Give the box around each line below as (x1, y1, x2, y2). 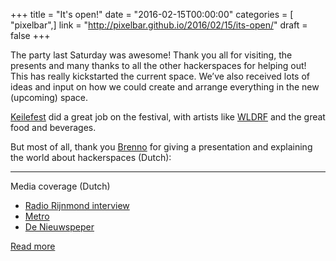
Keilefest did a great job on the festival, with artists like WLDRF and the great (10, 111, 326, 123)
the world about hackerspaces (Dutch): (10, 152, 172, 163)
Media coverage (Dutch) (10, 180, 111, 192)
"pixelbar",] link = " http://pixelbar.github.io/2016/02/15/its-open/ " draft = (10, 19, 308, 31)
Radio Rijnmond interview (24, 200, 130, 211)
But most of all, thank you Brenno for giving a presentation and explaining (10, 141, 313, 153)
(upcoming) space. (10, 92, 89, 103)
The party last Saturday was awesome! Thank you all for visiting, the (10, 49, 293, 61)
